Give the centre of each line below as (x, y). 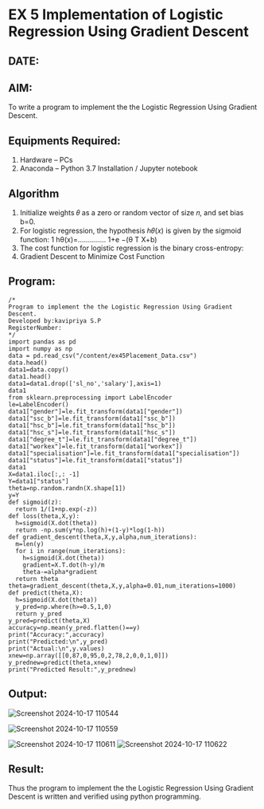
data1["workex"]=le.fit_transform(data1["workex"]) (95, 446)
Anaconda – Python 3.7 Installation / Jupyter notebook (109, 168)
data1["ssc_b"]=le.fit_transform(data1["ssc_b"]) (92, 418)
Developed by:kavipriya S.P (55, 320)
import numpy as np (41, 348)
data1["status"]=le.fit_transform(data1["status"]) (95, 460)
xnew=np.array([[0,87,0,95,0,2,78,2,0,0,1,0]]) (89, 655)
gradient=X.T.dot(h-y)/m (64, 565)
